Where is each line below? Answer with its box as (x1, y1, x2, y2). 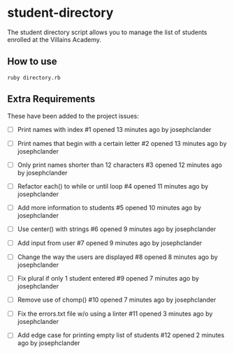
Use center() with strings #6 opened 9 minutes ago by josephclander (17, 225, 217, 233)
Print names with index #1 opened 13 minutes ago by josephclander (17, 125, 212, 133)
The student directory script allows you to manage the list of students (7, 28, 207, 36)
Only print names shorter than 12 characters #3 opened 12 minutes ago (17, 161, 222, 169)
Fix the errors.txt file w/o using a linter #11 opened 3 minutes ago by (17, 309, 213, 318)
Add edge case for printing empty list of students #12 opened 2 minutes (17, 331, 225, 339)
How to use (7, 56, 57, 68)
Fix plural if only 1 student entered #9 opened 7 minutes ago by (17, 274, 199, 283)
